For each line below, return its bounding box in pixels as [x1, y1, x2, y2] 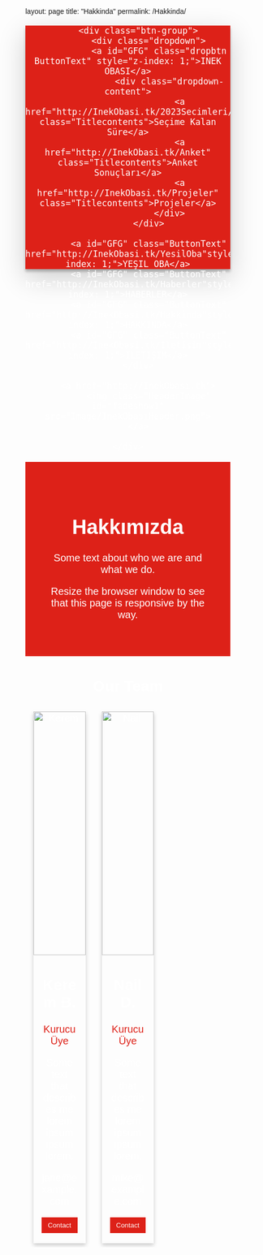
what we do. [100, 563, 156, 576]
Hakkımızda [71, 515, 184, 538]
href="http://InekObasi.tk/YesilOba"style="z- [25, 248, 255, 259]
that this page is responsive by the [50, 597, 205, 609]
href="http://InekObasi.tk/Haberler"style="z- [25, 279, 255, 290]
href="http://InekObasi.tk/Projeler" [37, 188, 219, 198]
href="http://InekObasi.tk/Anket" [45, 147, 211, 157]
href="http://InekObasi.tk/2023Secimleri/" [25, 106, 239, 117]
